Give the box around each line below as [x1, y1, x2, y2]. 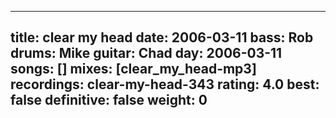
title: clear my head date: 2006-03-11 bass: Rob [10, 29, 314, 46]
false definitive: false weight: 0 [10, 92, 208, 109]
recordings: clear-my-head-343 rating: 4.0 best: [10, 76, 320, 93]
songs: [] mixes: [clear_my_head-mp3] [10, 61, 257, 78]
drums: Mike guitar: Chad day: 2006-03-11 [10, 45, 283, 62]
